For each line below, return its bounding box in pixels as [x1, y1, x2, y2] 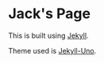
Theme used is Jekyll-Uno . [8, 46, 97, 55]
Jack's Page [8, 5, 91, 23]
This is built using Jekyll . [8, 31, 89, 40]
